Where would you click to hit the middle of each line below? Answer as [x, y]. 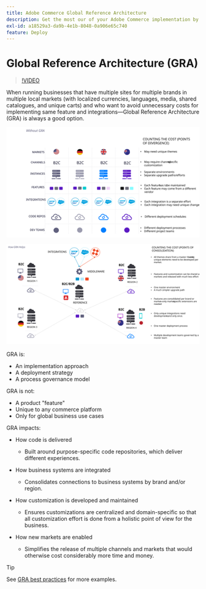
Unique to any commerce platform [59, 410]
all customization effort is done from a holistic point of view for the [108, 519]
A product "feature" [40, 403]
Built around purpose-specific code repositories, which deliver [103, 452]
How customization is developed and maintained [77, 501]
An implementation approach [52, 366]
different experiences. [52, 458]
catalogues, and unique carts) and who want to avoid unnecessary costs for [102, 106]
